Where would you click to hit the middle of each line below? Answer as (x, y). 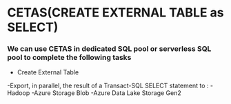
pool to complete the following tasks (69, 58)
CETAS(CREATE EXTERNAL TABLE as (115, 13)
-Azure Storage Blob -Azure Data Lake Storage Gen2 (106, 93)
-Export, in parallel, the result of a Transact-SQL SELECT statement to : (108, 86)
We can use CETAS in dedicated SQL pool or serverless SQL (109, 49)
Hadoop (19, 93)
